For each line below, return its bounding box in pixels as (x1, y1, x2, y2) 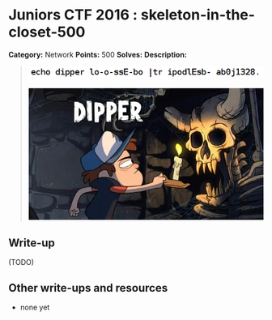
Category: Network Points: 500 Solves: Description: (8, 49, 188, 59)
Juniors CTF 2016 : (8, 6, 138, 24)
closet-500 (8, 23, 86, 41)
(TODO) (8, 258, 35, 267)
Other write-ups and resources (8, 281, 168, 295)
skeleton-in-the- (140, 6, 256, 24)
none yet (19, 302, 50, 312)
